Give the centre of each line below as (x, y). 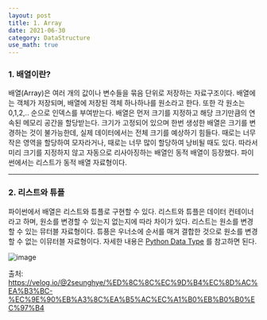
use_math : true (33, 45)
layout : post (30, 15)
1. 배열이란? (30, 75)
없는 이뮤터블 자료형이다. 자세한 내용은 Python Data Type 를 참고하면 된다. (141, 241)
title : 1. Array (35, 23)
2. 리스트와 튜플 (37, 193)
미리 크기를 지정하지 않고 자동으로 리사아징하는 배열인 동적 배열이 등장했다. (124, 152)
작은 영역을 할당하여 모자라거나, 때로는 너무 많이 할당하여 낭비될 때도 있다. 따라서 (133, 143)
